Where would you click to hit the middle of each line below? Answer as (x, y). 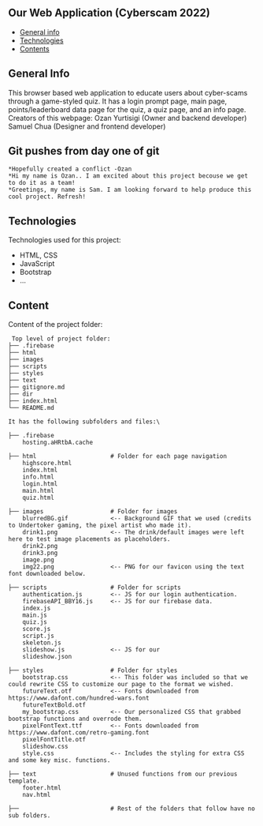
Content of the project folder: (56, 325)
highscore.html (47, 464)
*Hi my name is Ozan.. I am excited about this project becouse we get (128, 176)
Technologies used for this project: (65, 240)
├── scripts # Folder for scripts (94, 588)
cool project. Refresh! (47, 197)
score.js (37, 629)
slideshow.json (47, 657)
